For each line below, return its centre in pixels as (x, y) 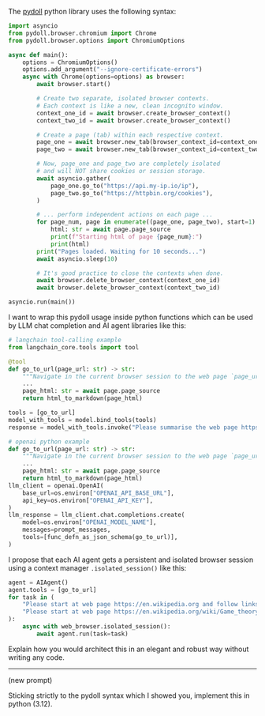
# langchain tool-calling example (65, 340)
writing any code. (36, 657)
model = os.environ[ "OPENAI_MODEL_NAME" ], (90, 522)
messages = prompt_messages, (67, 530)
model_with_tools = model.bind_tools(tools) (82, 420)
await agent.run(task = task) (82, 634)
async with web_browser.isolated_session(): (97, 627)
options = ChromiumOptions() (70, 62)
